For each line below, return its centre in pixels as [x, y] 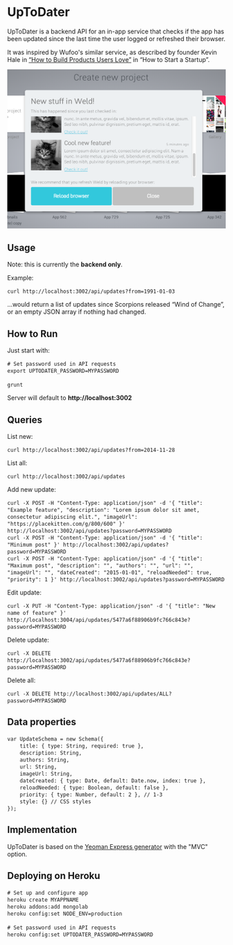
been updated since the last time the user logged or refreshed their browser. [116, 38]
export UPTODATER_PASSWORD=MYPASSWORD [63, 371]
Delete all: [21, 680]
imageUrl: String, [46, 774]
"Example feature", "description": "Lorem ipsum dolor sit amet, [103, 510]
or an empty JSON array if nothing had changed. [77, 312]
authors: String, [45, 760]
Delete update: [28, 640]
